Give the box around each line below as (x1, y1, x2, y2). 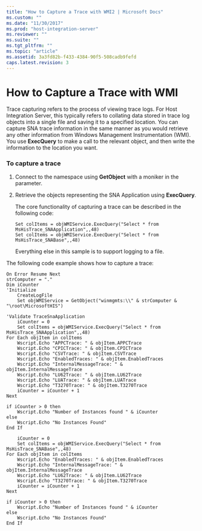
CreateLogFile (17, 292, 53, 298)
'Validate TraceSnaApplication (6, 313, 85, 320)
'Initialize (6, 287, 36, 293)
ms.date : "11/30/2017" (6, 20, 64, 26)
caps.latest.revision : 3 (6, 59, 69, 65)
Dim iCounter (6, 282, 39, 288)
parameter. (15, 179, 42, 186)
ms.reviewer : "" (6, 31, 47, 38)
